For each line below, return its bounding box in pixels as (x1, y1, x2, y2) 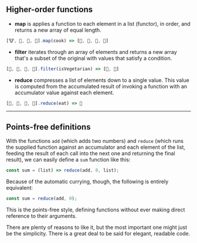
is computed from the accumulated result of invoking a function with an (14, 83, 188, 90)
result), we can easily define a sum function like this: (6, 156, 131, 163)
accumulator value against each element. (14, 89, 114, 96)
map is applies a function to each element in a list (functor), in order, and (14, 20, 191, 27)
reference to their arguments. (6, 213, 77, 219)
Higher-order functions (6, 5, 93, 15)
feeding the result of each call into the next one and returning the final (6, 150, 175, 157)
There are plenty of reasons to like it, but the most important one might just (6, 224, 188, 231)
